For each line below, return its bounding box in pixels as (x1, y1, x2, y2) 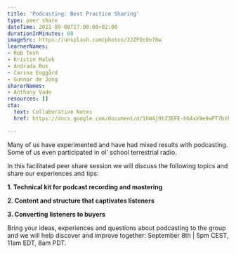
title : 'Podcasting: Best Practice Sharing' (7, 10, 140, 18)
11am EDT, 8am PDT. (7, 239, 67, 247)
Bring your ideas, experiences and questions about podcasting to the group (7, 223, 226, 232)
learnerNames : (7, 43, 49, 50)
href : (13, 115, 30, 122)
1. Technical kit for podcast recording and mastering (7, 182, 163, 191)
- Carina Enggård (7, 69, 58, 76)
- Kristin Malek (7, 56, 55, 63)
